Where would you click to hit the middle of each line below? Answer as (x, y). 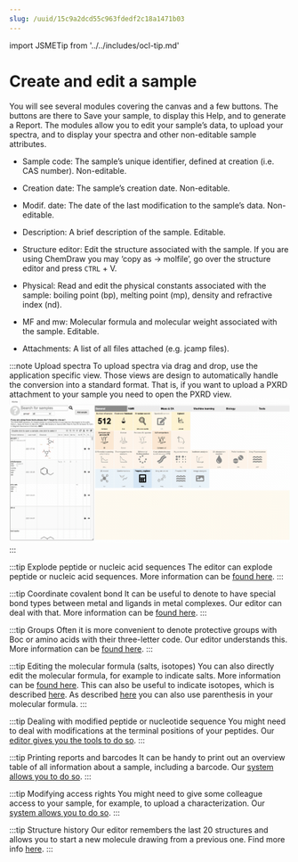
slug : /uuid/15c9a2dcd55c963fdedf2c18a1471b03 (97, 19)
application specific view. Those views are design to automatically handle (144, 375)
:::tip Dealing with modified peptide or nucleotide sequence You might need (148, 721)
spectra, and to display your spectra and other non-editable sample (133, 135)
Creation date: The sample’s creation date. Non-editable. (126, 188)
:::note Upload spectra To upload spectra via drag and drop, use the (133, 365)
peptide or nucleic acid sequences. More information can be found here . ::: (147, 577)
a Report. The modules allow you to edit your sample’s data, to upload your (146, 125)
